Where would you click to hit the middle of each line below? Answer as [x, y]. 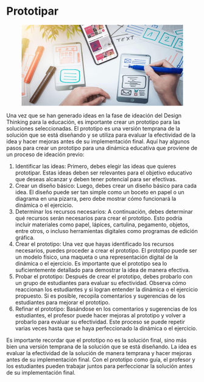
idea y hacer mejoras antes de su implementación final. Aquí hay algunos [98, 141]
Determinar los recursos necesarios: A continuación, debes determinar [104, 211]
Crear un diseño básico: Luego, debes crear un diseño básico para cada [106, 186]
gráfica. [25, 237]
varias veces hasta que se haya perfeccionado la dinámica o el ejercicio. [106, 328]
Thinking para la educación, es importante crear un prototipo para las [93, 122]
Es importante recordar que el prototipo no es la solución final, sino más [97, 340]
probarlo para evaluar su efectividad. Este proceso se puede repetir [100, 322]
